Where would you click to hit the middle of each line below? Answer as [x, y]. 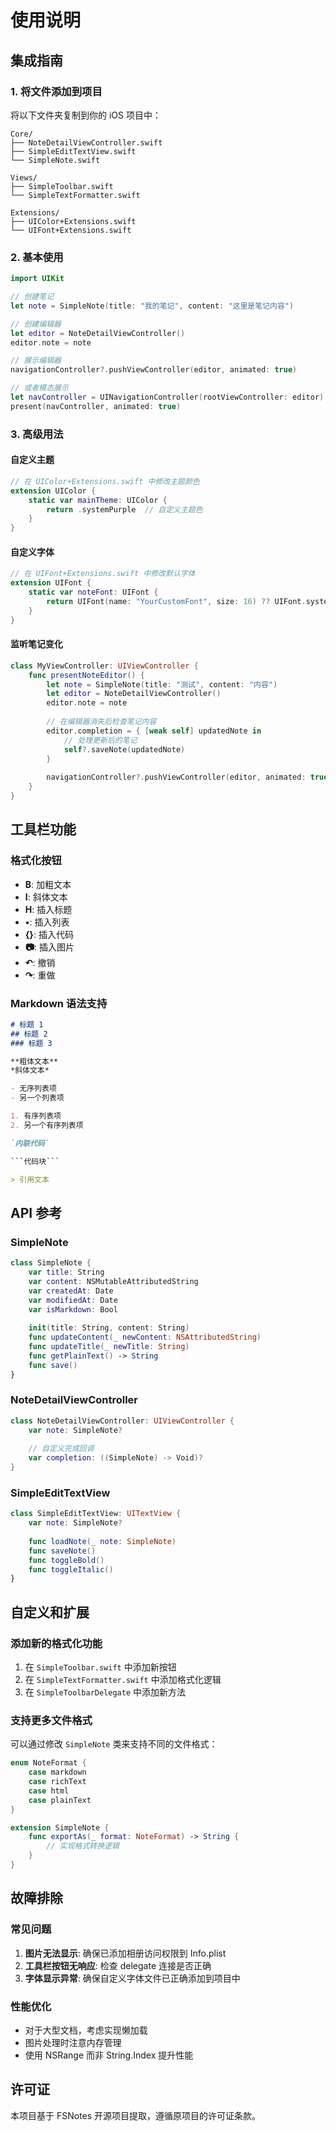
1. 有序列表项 [36, 1116]
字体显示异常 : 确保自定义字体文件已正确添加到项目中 [132, 1978]
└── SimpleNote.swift [55, 160]
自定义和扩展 [50, 1612]
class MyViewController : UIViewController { [104, 666]
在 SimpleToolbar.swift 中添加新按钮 [100, 1667]
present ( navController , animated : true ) [96, 406]
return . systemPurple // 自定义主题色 [124, 509]
